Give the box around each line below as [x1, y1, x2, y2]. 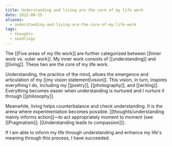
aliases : [5, 17, 24, 22]
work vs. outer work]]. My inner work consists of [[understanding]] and [5, 56, 156, 62]
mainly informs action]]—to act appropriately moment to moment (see [5, 114, 153, 120]
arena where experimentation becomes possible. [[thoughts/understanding [5, 108, 164, 115]
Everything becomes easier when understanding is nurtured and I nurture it [5, 87, 165, 94]
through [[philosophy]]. [5, 93, 55, 99]
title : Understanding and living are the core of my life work [5, 7, 144, 13]
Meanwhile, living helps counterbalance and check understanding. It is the [5, 103, 163, 109]
